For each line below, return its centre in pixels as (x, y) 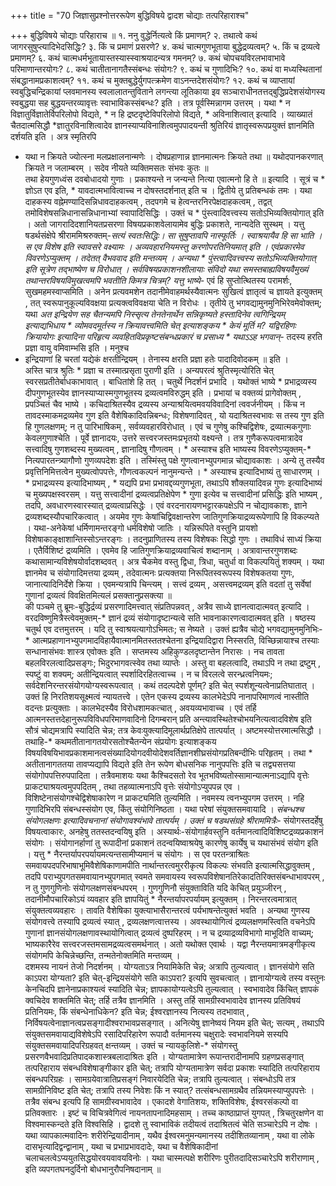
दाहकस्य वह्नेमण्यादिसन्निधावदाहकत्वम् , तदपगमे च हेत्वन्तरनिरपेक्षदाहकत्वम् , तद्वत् (148, 201)
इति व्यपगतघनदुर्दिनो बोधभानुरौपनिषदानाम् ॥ (93, 1169)
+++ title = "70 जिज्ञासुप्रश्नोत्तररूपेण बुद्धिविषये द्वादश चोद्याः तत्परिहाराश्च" (130, 15)
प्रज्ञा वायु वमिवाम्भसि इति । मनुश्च (77, 348)
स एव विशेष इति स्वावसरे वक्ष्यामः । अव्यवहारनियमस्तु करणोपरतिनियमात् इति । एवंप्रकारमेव (164, 246)
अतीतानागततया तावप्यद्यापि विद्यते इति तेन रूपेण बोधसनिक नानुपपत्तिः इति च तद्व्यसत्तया (160, 764)
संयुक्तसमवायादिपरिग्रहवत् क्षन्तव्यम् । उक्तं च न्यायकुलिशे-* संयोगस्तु (131, 1045)
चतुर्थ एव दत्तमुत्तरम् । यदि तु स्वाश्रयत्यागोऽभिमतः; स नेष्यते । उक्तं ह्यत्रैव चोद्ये (144, 629)
